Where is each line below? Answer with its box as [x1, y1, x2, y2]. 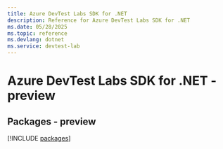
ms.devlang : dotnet [7, 36, 65, 43]
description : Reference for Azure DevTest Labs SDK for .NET [7, 17, 191, 24]
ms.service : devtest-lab [7, 43, 80, 50]
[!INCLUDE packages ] [7, 134, 71, 142]
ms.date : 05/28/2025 [7, 23, 68, 30]
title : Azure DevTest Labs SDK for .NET [7, 10, 128, 17]
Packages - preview [7, 115, 96, 127]
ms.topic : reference [7, 29, 68, 37]
